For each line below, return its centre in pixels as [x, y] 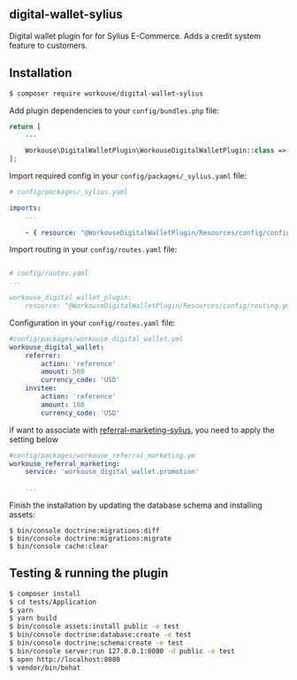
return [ [25, 126]
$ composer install [45, 593]
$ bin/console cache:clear [59, 546]
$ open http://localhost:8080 [65, 659]
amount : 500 [63, 372]
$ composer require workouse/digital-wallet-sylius [106, 93]
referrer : [43, 355]
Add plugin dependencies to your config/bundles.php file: [114, 111]
